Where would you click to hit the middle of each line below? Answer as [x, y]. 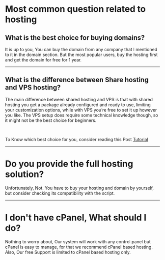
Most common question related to [75, 9]
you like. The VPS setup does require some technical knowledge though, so [82, 115]
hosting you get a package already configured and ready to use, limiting [78, 105]
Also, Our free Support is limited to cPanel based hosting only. [68, 252]
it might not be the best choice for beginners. [51, 120]
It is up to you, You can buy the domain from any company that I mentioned [81, 49]
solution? [25, 174]
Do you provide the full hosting [69, 164]
